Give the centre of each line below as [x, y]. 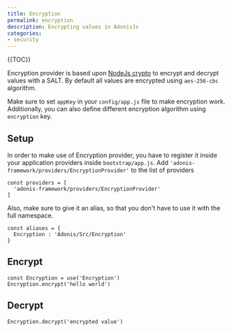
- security [23, 40]
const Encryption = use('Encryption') [64, 278]
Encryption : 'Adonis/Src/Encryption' [70, 234]
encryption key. [30, 117]
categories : [24, 33]
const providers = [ [37, 182]
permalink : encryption [40, 20]
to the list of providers [162, 170]
